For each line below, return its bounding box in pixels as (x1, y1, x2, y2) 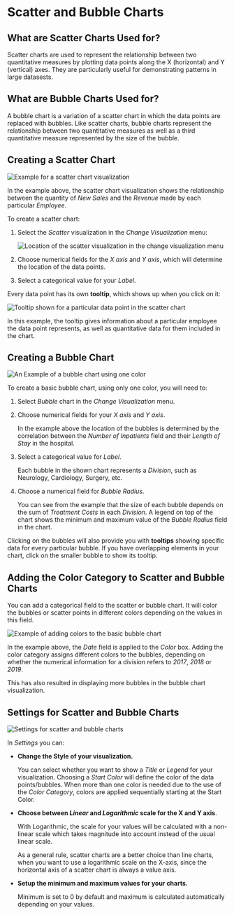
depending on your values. (17, 900, 95, 909)
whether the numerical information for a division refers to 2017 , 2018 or (7, 658, 212, 666)
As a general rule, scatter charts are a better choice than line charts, (17, 851, 214, 859)
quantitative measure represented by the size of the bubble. (7, 133, 180, 142)
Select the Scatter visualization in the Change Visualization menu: (17, 228, 207, 236)
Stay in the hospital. (17, 439, 75, 448)
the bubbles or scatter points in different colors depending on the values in (7, 608, 223, 617)
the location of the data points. (17, 263, 106, 271)
